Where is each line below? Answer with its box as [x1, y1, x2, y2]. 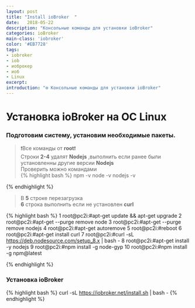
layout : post [6, 8, 38, 15]
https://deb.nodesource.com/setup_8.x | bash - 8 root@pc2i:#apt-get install [6, 237, 189, 244]
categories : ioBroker [6, 31, 59, 36]
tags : [6, 47, 19, 53]
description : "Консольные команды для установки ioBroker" [6, 25, 153, 31]
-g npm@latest [6, 250, 42, 257]
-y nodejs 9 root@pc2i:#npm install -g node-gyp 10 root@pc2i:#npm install [6, 243, 187, 251]
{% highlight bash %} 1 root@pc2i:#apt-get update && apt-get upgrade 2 [6, 212, 182, 219]
